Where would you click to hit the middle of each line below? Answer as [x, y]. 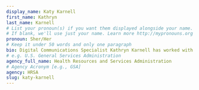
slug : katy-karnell [30, 78]
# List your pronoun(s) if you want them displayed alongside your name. [100, 28]
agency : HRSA [22, 72]
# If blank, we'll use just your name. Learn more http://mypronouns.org [100, 34]
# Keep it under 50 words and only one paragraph [69, 45]
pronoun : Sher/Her [29, 39]
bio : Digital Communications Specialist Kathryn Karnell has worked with [100, 50]
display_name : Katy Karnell [41, 12]
